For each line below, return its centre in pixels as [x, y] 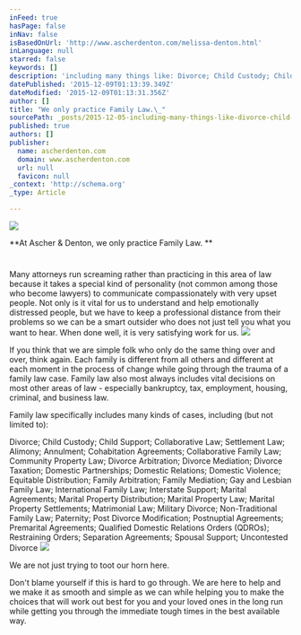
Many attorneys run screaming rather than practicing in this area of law [140, 274]
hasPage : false [38, 26]
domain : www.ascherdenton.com [73, 159]
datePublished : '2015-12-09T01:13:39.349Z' [92, 84]
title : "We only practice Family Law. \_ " [88, 109]
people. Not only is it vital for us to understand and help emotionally [134, 303]
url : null [35, 168]
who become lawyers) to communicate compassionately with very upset [143, 293]
